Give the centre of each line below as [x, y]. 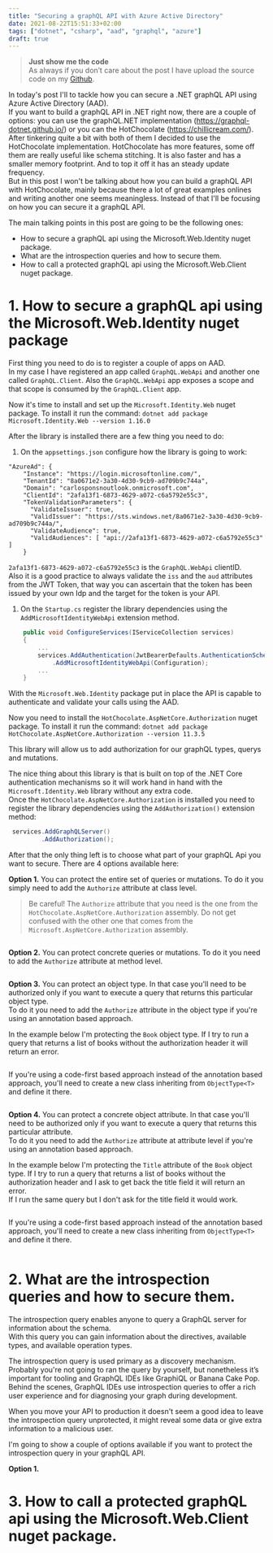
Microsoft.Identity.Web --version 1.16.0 [80, 421]
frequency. [26, 172]
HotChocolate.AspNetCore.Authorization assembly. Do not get [132, 912]
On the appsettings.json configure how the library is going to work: [134, 452]
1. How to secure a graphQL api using [136, 306]
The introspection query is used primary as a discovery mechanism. [122, 1361]
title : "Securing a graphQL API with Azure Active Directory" [116, 16]
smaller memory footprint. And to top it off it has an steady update [119, 164]
